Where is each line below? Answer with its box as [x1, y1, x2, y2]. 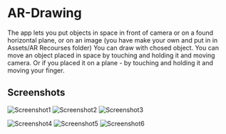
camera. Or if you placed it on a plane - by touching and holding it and [7, 58, 214, 67]
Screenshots [7, 86, 66, 99]
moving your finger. [7, 66, 65, 74]
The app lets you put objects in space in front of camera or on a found [7, 28, 214, 37]
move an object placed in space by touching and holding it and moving [7, 51, 215, 60]
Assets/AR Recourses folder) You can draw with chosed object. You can [7, 43, 220, 52]
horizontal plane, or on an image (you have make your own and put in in [7, 35, 218, 44]
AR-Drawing [7, 5, 82, 21]
